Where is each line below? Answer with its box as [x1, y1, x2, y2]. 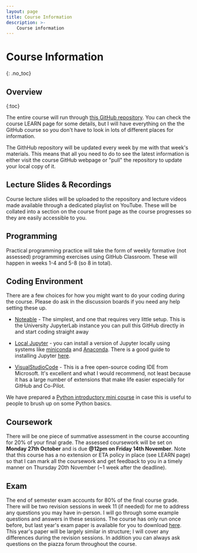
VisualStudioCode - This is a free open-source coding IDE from [14, 364, 168, 371]
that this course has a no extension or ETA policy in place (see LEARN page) [6, 451, 191, 459]
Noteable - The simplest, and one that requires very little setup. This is [14, 316, 186, 323]
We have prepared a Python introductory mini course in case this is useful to [6, 394, 192, 401]
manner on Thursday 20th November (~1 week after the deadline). [6, 464, 166, 471]
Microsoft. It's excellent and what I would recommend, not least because [14, 370, 191, 377]
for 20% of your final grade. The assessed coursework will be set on [6, 439, 172, 446]
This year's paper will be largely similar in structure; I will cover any [6, 528, 169, 535]
